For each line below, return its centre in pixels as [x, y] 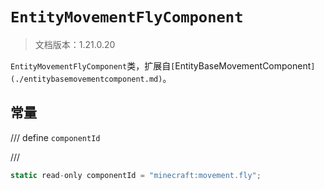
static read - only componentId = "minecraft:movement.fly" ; [136, 175]
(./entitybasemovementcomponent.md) [86, 79]
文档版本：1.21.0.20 [75, 44]
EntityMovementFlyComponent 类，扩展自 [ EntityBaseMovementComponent [161, 65]
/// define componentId [55, 137]
